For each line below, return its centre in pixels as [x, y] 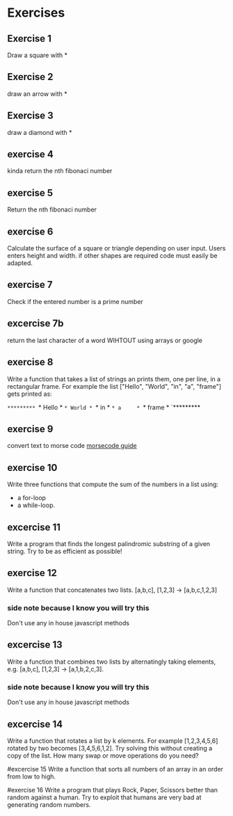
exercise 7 [30, 285]
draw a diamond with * [40, 132]
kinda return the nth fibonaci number [60, 171]
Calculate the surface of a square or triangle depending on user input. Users [116, 248]
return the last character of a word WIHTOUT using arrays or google [105, 340]
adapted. [20, 263]
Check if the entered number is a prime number [75, 301]
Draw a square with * [38, 55]
